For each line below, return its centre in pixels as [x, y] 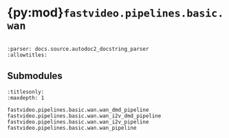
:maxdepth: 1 [26, 97]
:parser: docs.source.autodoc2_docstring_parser [78, 49]
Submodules [35, 76]
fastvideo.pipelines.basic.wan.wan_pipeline [72, 128]
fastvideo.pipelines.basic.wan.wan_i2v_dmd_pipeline [84, 116]
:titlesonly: [26, 92]
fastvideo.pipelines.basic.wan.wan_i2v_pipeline [78, 122]
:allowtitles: [28, 55]
